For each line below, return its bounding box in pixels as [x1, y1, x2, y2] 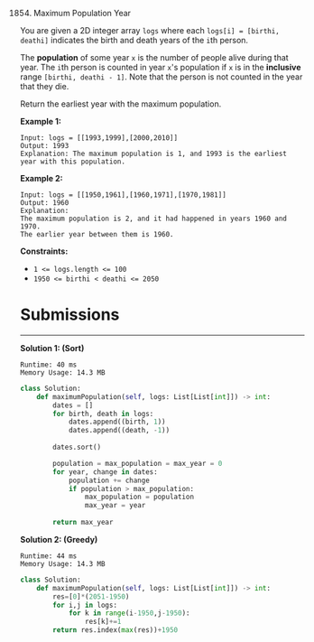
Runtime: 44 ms [20, 551, 78, 561]
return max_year [52, 518, 114, 527]
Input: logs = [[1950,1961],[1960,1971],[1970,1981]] [20, 191, 227, 200]
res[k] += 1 [84, 618, 122, 627]
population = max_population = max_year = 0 [52, 459, 223, 468]
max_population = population [84, 492, 194, 502]
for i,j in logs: [52, 600, 117, 609]
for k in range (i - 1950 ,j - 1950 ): [68, 609, 190, 618]
